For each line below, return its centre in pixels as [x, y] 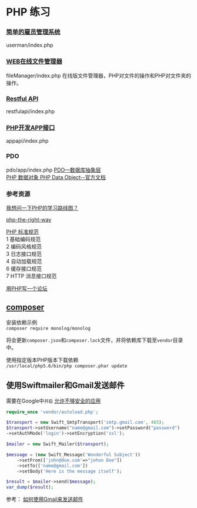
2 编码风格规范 [24, 246]
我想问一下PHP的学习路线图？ [42, 207]
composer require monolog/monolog [49, 328]
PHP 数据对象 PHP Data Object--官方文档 [56, 177]
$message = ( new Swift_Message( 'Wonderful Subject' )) [74, 454]
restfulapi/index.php [30, 111]
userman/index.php [30, 45]
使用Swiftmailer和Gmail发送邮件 [65, 386]
